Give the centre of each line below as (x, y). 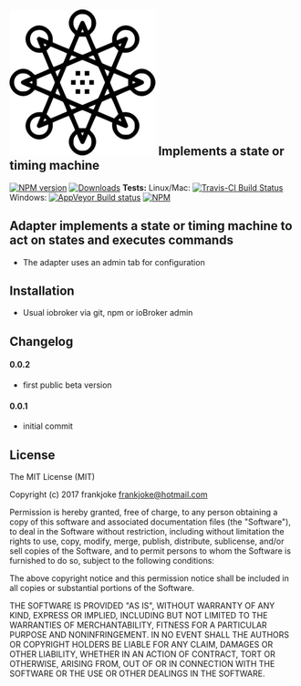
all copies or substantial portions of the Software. (102, 588)
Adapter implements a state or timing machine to (151, 226)
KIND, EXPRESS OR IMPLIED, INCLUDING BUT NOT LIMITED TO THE (139, 616)
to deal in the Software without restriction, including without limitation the (147, 532)
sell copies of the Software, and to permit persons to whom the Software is (150, 551)
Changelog (42, 342)
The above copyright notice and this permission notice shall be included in (149, 578)
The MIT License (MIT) (52, 477)
